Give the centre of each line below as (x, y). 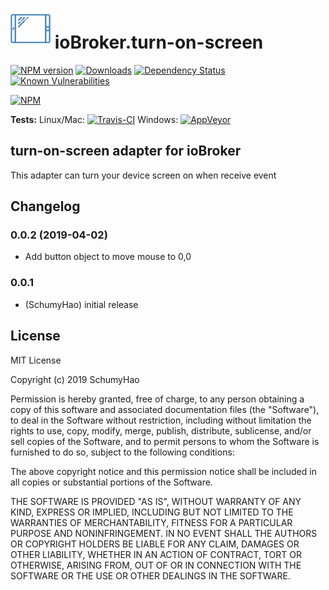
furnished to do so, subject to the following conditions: (122, 452)
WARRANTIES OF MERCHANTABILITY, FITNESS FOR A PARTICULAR (151, 522)
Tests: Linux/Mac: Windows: (94, 119)
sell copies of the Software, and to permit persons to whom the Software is (165, 441)
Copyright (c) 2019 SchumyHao (75, 379)
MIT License (36, 360)
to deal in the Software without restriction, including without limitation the (161, 420)
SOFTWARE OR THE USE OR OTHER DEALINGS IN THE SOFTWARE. (150, 575)
